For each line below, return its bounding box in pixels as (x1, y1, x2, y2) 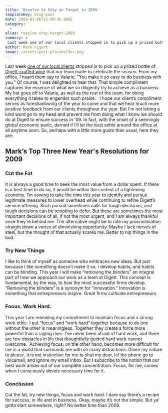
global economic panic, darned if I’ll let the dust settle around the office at (5, 121, 157, 128)
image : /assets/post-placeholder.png (5, 49, 84, 54)
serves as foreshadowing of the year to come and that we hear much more (5, 100, 159, 106)
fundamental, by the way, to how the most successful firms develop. (5, 280, 146, 286)
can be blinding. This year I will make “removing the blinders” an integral (5, 269, 154, 275)
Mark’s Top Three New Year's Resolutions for (5, 147, 149, 156)
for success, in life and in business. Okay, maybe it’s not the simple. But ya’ (5, 397, 160, 403)
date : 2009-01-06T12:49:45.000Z (5, 17, 72, 22)
